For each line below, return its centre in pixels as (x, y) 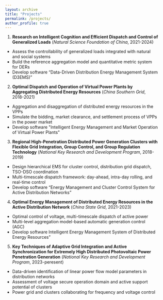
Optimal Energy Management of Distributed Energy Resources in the (82, 202)
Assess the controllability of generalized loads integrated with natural (81, 52)
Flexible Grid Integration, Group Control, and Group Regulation (76, 147)
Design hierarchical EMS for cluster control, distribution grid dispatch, (82, 167)
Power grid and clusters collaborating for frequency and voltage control (84, 292)
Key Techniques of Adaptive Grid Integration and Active (69, 247)
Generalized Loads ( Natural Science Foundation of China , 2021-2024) (83, 42)
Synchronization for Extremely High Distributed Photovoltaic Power (81, 252)
